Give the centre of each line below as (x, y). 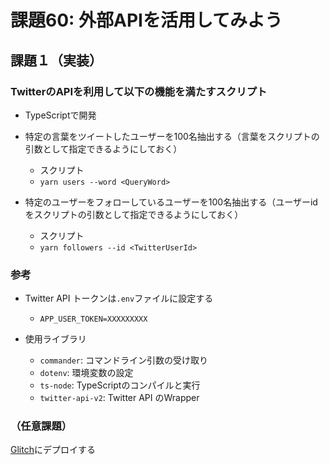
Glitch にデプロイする (53, 450)
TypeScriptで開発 (60, 115)
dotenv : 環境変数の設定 (86, 373)
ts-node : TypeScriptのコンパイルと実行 (120, 385)
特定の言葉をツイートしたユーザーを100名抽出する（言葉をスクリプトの (172, 136)
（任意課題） (41, 426)
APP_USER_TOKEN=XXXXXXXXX (93, 319)
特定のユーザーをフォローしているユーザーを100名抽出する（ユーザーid (171, 202)
